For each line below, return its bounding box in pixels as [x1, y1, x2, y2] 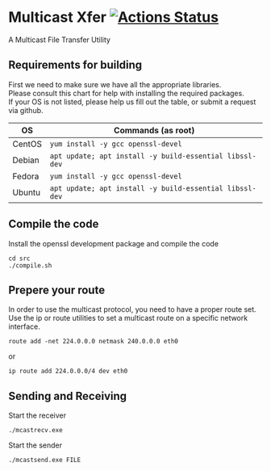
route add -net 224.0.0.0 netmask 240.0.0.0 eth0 [8, 338, 179, 346]
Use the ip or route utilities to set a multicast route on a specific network [8, 313, 248, 323]
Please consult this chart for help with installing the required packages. [8, 88, 244, 98]
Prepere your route [8, 283, 106, 296]
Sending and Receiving [8, 389, 127, 403]
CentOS [12, 138, 43, 149]
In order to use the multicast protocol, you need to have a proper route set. [8, 305, 256, 314]
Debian [12, 154, 40, 166]
